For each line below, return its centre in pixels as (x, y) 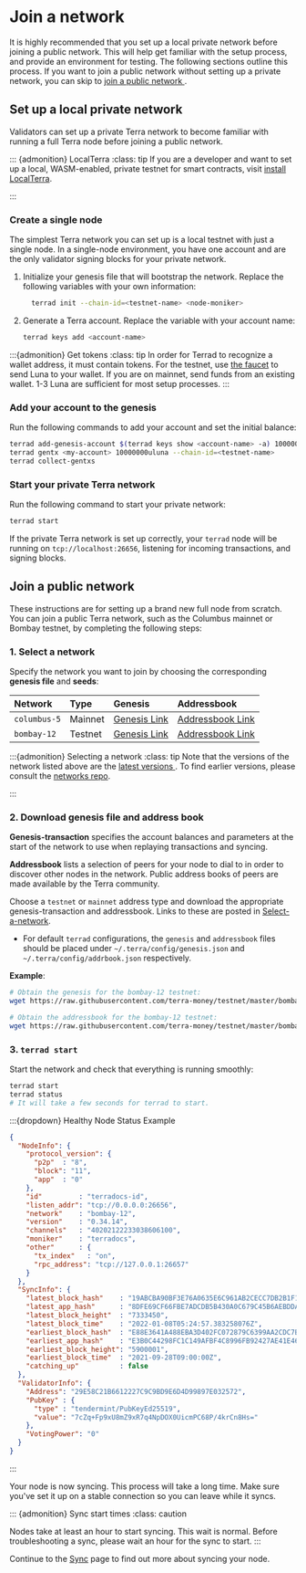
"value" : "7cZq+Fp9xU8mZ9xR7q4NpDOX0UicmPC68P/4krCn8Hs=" (146, 1417)
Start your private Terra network (82, 484)
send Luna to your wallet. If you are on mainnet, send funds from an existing (153, 374)
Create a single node (56, 219)
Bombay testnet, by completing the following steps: (106, 628)
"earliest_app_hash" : (75, 1341)
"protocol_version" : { (69, 1154)
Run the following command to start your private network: (117, 505)
